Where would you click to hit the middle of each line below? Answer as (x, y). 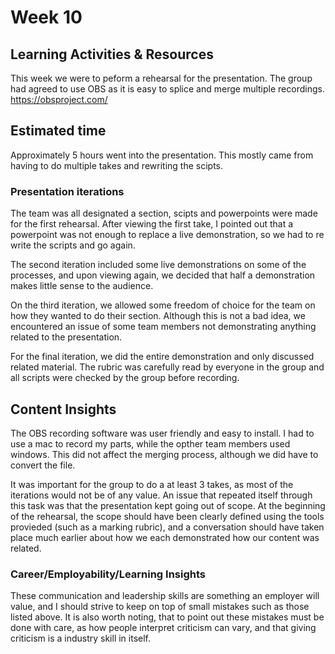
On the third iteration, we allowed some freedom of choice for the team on (163, 305)
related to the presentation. (66, 337)
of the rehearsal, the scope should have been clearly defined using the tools (167, 516)
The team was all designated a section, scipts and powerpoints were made (164, 213)
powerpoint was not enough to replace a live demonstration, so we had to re (167, 235)
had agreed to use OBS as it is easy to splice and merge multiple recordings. (167, 89)
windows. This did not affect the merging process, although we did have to (164, 454)
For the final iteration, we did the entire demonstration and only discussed (162, 357)
